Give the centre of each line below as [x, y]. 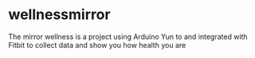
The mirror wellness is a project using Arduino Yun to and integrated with [128, 37]
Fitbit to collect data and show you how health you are [97, 44]
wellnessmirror [59, 15]
